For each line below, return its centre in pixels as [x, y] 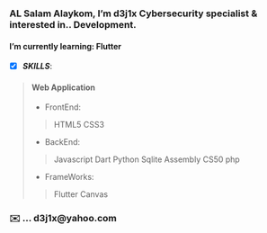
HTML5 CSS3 [79, 125]
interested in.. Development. [73, 24]
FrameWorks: [69, 177]
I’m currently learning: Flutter [65, 46]
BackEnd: [62, 142]
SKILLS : [37, 67]
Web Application [63, 87]
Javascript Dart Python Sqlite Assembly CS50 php [147, 159]
